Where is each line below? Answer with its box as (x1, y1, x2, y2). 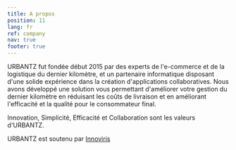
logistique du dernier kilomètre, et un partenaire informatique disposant (7, 70, 215, 78)
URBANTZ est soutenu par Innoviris (7, 135, 111, 143)
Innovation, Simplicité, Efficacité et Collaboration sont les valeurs (7, 113, 196, 122)
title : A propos (7, 10, 55, 18)
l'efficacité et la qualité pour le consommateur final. (7, 100, 156, 108)
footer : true (7, 43, 46, 50)
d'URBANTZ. (7, 121, 44, 129)
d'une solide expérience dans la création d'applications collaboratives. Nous (7, 77, 229, 85)
